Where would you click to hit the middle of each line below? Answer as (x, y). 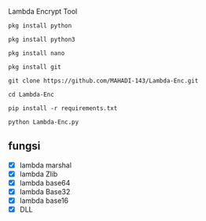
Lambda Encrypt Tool (43, 11)
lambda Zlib (39, 174)
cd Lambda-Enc (31, 94)
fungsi (24, 146)
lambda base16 (44, 201)
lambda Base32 (45, 192)
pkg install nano (37, 53)
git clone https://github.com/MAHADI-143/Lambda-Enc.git (103, 81)
